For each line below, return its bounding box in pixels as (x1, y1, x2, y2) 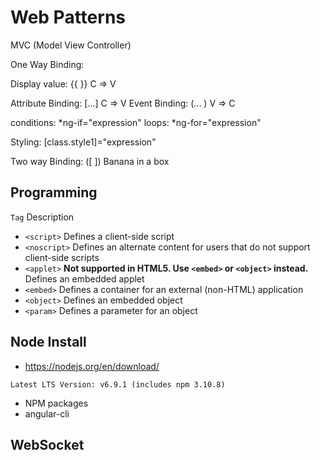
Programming (10, 184, 98, 201)
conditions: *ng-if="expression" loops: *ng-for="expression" (10, 116, 262, 128)
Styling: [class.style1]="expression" (10, 136, 157, 148)
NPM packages (24, 397, 89, 409)
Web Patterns (10, 6, 126, 29)
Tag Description (10, 211, 75, 223)
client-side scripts (24, 251, 100, 263)
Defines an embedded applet (24, 272, 145, 285)
